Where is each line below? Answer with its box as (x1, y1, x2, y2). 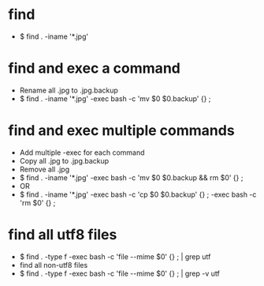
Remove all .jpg (19, 164, 70, 174)
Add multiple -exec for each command (19, 148, 145, 157)
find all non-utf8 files (19, 260, 88, 269)
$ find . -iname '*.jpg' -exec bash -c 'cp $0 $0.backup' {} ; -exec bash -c (19, 190, 257, 199)
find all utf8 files (8, 226, 117, 243)
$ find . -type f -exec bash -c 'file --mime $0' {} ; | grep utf (19, 251, 211, 262)
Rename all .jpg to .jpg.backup (19, 85, 118, 95)
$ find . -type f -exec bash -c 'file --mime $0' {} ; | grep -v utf (19, 269, 221, 278)
